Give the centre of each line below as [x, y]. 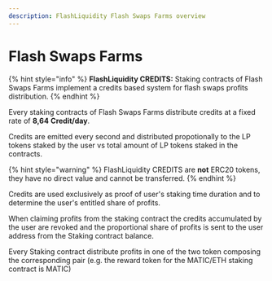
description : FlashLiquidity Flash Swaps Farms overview [107, 16]
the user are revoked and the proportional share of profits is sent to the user [136, 227]
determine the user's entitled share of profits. [85, 202]
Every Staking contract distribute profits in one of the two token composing [135, 251]
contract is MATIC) [40, 269]
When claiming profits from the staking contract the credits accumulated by [135, 218]
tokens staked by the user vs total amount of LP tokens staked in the [123, 145]
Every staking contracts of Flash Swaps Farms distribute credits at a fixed [132, 112]
